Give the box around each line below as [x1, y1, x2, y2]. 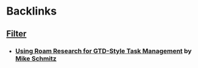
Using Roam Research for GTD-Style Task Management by [15, 47, 192, 55]
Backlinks [6, 4, 57, 18]
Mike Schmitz [15, 54, 57, 63]
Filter [6, 29, 27, 39]
